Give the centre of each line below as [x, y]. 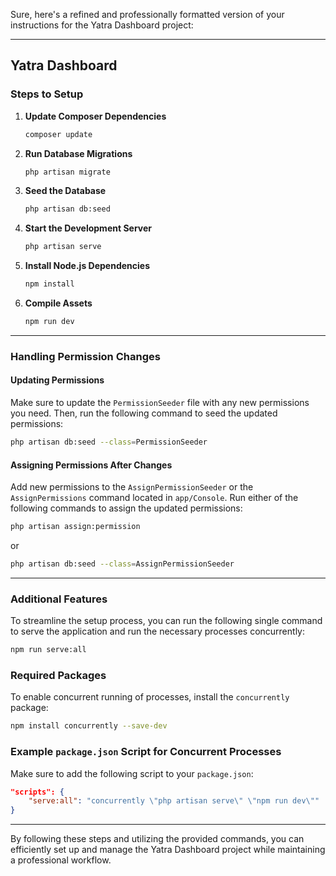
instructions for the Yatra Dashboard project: [102, 25]
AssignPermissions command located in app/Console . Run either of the [154, 498]
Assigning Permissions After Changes [91, 465]
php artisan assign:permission [75, 527]
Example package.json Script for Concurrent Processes [146, 752]
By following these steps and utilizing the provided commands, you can [157, 839]
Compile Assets [58, 303]
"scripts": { [37, 792]
